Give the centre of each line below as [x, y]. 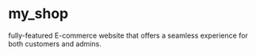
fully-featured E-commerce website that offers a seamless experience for [128, 35]
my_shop [38, 14]
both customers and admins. [55, 43]
